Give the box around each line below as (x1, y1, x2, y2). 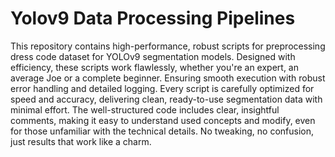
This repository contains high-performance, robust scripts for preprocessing (10, 40, 326, 52)
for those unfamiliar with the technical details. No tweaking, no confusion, (10, 125, 314, 137)
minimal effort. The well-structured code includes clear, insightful (10, 103, 280, 116)
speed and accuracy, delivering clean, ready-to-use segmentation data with (10, 93, 323, 105)
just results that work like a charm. (10, 135, 152, 147)
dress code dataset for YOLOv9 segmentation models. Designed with (10, 50, 296, 62)
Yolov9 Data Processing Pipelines (10, 7, 296, 30)
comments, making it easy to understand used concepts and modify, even (10, 114, 316, 126)
